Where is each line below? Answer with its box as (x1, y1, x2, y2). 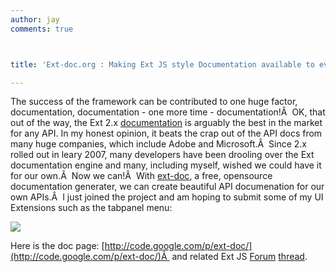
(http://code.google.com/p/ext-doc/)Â (10, 251, 168, 263)
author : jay (10, 14, 60, 25)
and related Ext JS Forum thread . (171, 251, 308, 263)
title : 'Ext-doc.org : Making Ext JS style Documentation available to (10, 59, 315, 70)
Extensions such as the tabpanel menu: (10, 202, 173, 214)
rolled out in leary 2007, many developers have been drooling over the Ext (10, 149, 315, 161)
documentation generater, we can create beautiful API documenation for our (10, 181, 325, 193)
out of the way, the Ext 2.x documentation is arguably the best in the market (10, 117, 323, 129)
